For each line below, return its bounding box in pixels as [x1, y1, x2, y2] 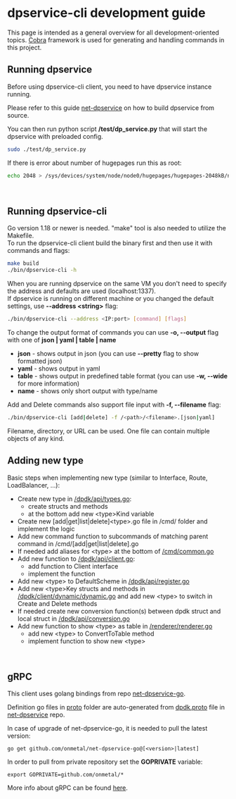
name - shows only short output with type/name [17, 386, 158, 395]
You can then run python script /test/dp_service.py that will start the [7, 125, 208, 133]
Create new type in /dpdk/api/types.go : [17, 495, 132, 503]
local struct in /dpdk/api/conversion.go [17, 614, 130, 623]
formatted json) [17, 357, 63, 365]
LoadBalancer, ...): [7, 481, 60, 489]
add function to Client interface [27, 562, 119, 570]
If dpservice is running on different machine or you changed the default [7, 295, 214, 303]
